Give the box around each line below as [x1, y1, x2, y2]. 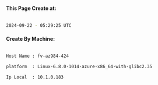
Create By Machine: [6, 35, 55, 42]
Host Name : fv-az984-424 [6, 53, 69, 59]
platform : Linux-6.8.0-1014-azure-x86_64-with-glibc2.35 [6, 64, 153, 70]
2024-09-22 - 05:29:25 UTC [6, 23, 72, 29]
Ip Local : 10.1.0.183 [6, 75, 64, 80]
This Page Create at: [6, 5, 57, 12]
